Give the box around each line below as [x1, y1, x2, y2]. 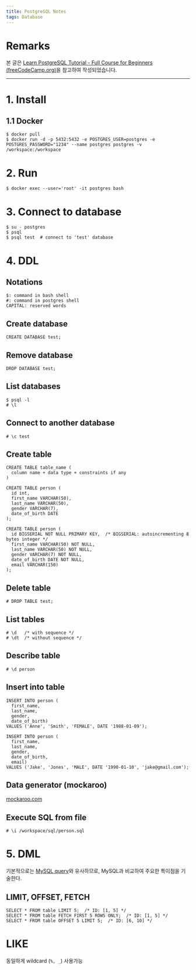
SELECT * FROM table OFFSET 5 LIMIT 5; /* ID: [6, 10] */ [6, 918, 153, 924]
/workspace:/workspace [6, 147, 61, 153]
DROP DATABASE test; [6, 365, 57, 371]
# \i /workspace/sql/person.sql [6, 828, 85, 834]
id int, [11, 491, 30, 496]
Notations [6, 277, 43, 287]
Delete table [6, 583, 51, 593]
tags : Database [6, 14, 43, 20]
